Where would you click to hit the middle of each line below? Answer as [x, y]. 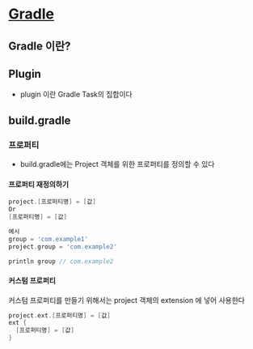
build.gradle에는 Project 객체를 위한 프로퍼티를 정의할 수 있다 [117, 164]
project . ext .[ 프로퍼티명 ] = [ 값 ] [59, 315]
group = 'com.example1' [48, 239]
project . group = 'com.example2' [63, 247]
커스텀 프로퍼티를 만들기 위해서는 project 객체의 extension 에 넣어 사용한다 [126, 300]
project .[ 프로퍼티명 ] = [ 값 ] [53, 202]
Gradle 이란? [40, 46]
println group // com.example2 [61, 261]
